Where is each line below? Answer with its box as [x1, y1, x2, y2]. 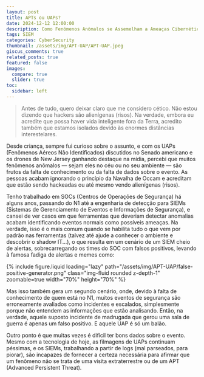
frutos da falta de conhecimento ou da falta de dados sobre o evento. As [6, 168, 188, 175]
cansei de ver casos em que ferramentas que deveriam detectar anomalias [6, 212, 194, 220]
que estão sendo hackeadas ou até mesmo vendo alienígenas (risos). [6, 181, 180, 188]
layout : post [6, 9, 39, 15]
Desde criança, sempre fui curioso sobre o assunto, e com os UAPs [6, 142, 176, 150]
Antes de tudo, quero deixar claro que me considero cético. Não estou [21, 105, 197, 112]
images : [6, 65, 26, 72]
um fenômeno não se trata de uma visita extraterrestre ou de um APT [6, 357, 180, 365]
